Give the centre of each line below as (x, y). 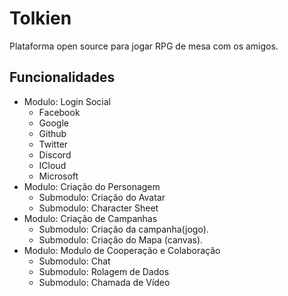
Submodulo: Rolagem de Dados (104, 271)
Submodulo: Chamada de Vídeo (104, 282)
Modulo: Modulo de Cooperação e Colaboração (122, 250)
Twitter (53, 144)
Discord (55, 154)
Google (53, 123)
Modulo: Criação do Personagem (92, 186)
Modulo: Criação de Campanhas (90, 218)
